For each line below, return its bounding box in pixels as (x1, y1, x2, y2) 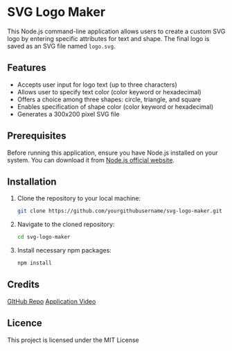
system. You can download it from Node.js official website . (7, 155, 175, 164)
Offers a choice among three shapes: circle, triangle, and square (17, 95, 202, 103)
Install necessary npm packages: (17, 246, 112, 255)
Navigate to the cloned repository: (17, 220, 115, 229)
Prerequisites (7, 130, 66, 142)
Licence (7, 317, 43, 329)
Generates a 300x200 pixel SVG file (17, 110, 120, 118)
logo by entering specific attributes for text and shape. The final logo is (7, 34, 210, 42)
